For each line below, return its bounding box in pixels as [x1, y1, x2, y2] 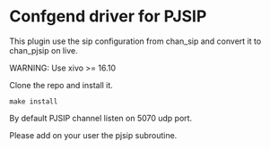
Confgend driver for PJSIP [9, 6, 207, 27]
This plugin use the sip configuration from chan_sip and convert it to [9, 36, 262, 46]
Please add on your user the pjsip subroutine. [9, 129, 178, 140]
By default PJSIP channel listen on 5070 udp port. [9, 112, 193, 123]
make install [9, 96, 58, 106]
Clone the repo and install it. [9, 79, 114, 90]
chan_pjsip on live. [9, 45, 78, 55]
